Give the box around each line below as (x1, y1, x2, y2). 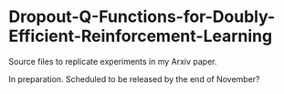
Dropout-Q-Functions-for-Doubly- (8, 6, 276, 27)
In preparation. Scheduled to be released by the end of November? (8, 73, 261, 84)
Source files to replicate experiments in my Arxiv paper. (8, 56, 217, 67)
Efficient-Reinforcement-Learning (8, 26, 273, 47)
